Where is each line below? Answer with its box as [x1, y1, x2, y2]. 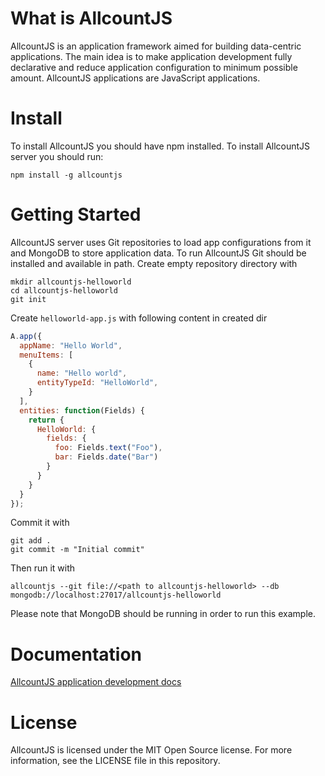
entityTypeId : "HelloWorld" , [36, 378, 159, 388]
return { [28, 415, 65, 425]
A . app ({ [10, 331, 43, 341]
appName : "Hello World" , [19, 340, 123, 351]
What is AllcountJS [10, 7, 173, 30]
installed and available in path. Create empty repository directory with [10, 257, 298, 269]
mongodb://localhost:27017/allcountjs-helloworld [10, 590, 222, 601]
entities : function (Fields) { [19, 405, 145, 416]
